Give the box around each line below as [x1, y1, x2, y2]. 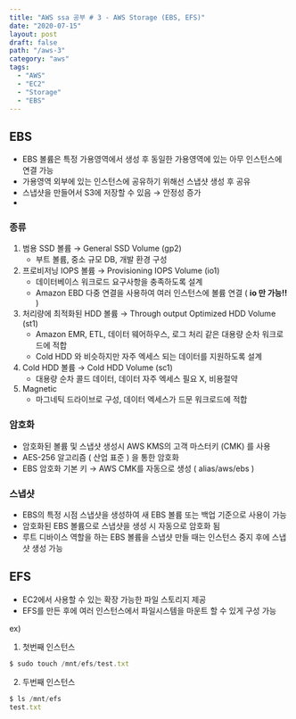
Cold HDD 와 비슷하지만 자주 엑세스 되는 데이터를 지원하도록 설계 [35, 351, 263, 362]
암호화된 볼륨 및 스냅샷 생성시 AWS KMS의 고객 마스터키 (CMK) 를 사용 [21, 441, 271, 451]
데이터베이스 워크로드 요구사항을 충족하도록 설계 [35, 277, 203, 287]
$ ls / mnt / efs [9, 694, 62, 703]
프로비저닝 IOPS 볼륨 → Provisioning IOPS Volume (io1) [21, 265, 220, 277]
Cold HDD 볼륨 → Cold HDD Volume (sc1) [21, 362, 174, 373]
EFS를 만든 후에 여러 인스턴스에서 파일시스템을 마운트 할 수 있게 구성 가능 [21, 605, 277, 616]
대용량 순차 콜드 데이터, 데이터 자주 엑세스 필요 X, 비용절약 [35, 374, 238, 384]
